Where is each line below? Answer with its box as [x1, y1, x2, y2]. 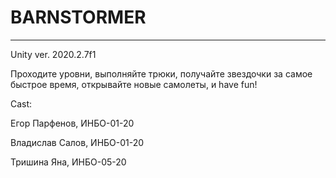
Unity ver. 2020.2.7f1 [10, 48, 97, 60]
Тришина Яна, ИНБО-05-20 [10, 156, 127, 168]
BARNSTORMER [10, 6, 147, 29]
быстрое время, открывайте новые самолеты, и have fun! [10, 78, 258, 90]
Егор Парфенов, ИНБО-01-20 [10, 117, 135, 129]
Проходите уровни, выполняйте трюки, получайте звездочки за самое [10, 67, 313, 80]
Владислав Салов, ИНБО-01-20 [10, 136, 145, 148]
